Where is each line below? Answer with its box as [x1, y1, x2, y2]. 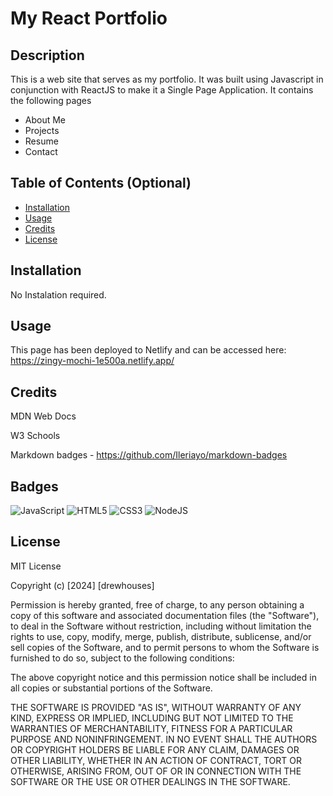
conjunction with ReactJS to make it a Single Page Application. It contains [10, 84, 314, 96]
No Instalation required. [10, 288, 107, 301]
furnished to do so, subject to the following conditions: [10, 652, 235, 664]
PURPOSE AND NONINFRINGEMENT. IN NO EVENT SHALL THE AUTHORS [10, 733, 318, 745]
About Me [24, 114, 67, 126]
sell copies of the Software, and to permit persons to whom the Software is [10, 641, 320, 653]
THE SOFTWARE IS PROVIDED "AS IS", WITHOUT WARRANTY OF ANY [10, 701, 302, 713]
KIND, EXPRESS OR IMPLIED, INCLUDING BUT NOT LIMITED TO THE [10, 712, 294, 724]
